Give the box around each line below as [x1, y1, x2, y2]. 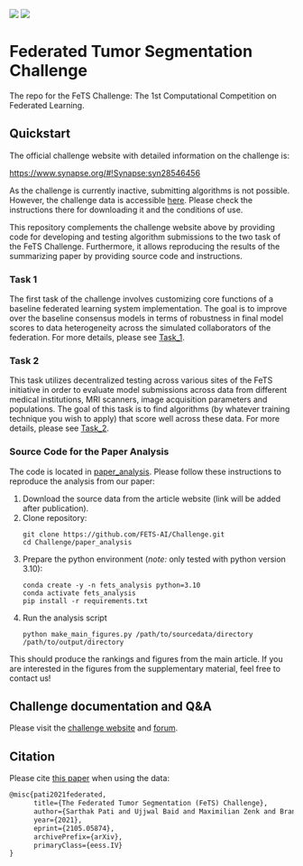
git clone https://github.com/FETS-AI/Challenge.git [22, 529, 225, 539]
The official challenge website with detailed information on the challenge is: [9, 150, 290, 161]
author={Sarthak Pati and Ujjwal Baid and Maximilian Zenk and [32, 807, 277, 816]
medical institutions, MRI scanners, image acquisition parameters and [9, 394, 268, 405]
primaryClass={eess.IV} [32, 841, 124, 850]
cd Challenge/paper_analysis [22, 537, 133, 546]
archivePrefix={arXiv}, [32, 832, 124, 842]
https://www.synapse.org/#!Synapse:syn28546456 [9, 167, 201, 178]
